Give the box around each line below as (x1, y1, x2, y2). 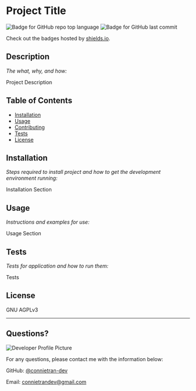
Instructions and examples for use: (6, 218, 90, 226)
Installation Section (6, 186, 52, 193)
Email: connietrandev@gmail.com (6, 378, 86, 385)
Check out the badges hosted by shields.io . (6, 35, 111, 42)
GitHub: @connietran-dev (6, 367, 68, 374)
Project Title (6, 4, 66, 18)
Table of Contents (6, 95, 73, 106)
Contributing (14, 124, 45, 131)
